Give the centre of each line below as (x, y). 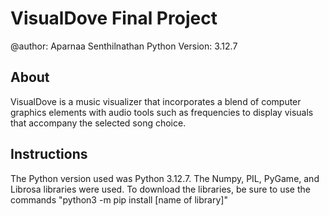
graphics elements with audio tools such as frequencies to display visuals (162, 112)
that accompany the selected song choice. (98, 123)
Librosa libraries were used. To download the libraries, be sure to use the (160, 189)
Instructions (49, 154)
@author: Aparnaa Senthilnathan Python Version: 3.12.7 (124, 46)
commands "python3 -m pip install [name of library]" (119, 199)
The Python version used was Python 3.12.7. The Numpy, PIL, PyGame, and (165, 178)
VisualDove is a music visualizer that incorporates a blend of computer (156, 101)
